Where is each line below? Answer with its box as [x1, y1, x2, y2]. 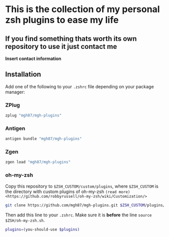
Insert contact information [5, 55, 62, 62]
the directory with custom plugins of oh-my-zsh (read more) [5, 188, 130, 195]
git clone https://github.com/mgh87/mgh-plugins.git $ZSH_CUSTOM [5, 203, 145, 208]
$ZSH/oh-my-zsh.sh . [5, 217, 45, 223]
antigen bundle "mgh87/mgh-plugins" [5, 136, 82, 142]
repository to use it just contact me [5, 42, 117, 51]
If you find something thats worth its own [5, 34, 137, 43]
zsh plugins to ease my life [5, 14, 119, 26]
